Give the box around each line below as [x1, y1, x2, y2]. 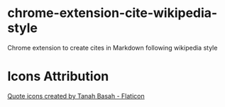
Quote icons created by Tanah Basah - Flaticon [7, 91, 145, 100]
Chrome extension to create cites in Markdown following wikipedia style [7, 43, 218, 52]
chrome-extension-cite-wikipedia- [7, 5, 218, 21]
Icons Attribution [7, 69, 109, 84]
